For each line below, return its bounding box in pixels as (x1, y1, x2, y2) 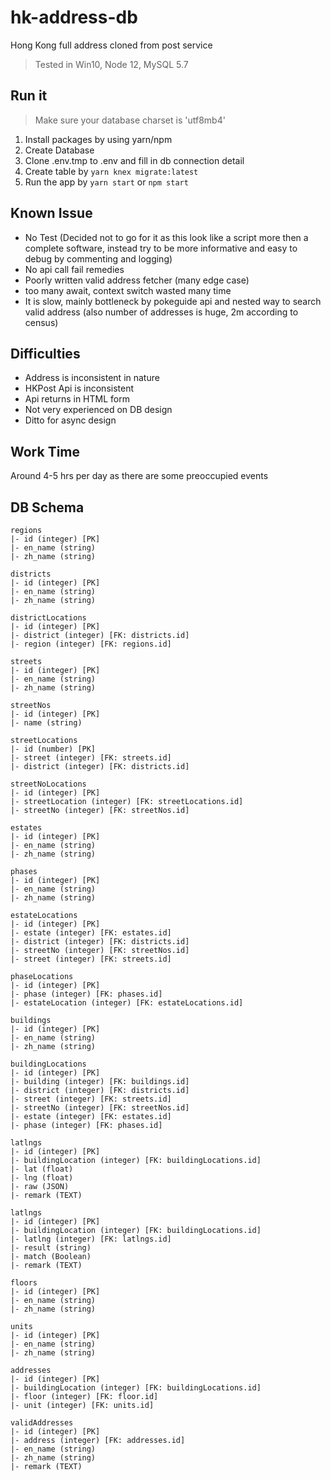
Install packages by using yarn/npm (24, 133, 173, 145)
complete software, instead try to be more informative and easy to (24, 242, 298, 254)
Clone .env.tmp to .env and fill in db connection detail (24, 154, 245, 166)
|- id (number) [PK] (10, 744, 97, 754)
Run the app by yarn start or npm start (24, 176, 189, 188)
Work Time (10, 443, 81, 460)
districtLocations (10, 613, 87, 623)
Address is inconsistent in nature (24, 372, 160, 384)
